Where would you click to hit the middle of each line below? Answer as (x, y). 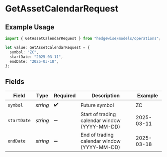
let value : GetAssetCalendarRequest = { (48, 47)
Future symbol (97, 105)
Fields (15, 81)
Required (65, 96)
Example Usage (30, 27)
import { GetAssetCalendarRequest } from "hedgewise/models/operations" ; (83, 38)
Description (106, 96)
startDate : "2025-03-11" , (37, 57)
